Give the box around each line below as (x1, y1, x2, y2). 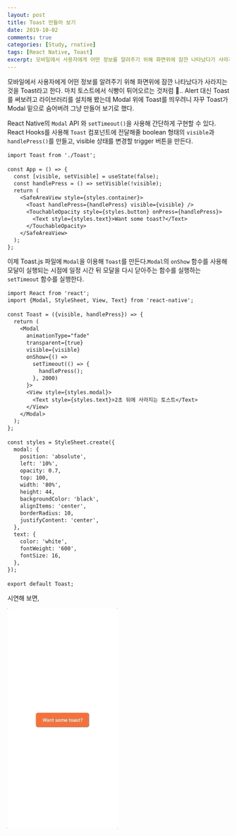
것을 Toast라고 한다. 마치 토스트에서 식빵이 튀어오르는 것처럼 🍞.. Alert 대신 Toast (7, 86, 230, 95)
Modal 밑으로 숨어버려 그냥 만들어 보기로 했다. (7, 103, 135, 113)
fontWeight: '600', (20, 545, 78, 552)
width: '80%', (20, 481, 61, 488)
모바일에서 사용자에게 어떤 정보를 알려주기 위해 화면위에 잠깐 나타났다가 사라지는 (7, 77, 228, 86)
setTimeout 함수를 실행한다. (7, 275, 85, 283)
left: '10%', (20, 460, 59, 467)
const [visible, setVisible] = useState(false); (13, 173, 159, 180)
